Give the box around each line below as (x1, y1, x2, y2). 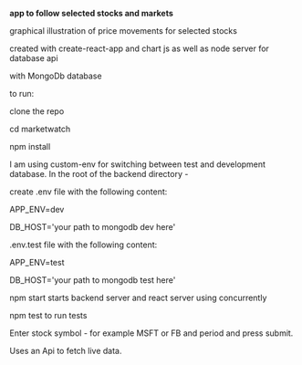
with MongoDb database (9, 70, 102, 81)
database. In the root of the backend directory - (9, 169, 189, 179)
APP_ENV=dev (9, 204, 65, 214)
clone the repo (9, 106, 65, 117)
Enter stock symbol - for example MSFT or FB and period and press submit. (9, 328, 294, 339)
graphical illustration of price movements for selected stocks (9, 26, 237, 36)
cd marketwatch (9, 123, 71, 134)
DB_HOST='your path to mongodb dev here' (9, 222, 176, 232)
